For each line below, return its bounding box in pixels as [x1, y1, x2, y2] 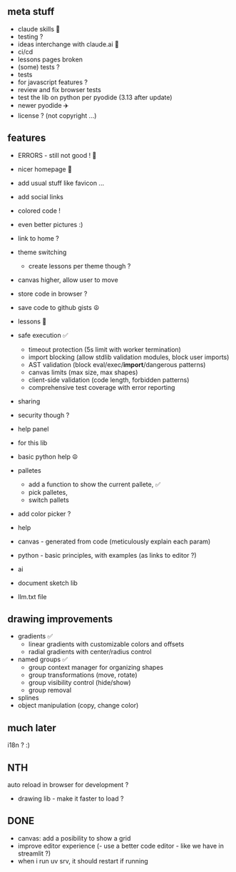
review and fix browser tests [17, 85, 101, 94]
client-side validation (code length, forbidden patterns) [28, 375, 190, 384]
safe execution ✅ [17, 331, 68, 339]
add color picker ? [17, 509, 71, 518]
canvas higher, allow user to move [17, 275, 119, 284]
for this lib [17, 438, 48, 447]
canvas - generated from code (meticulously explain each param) [17, 537, 211, 546]
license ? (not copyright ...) [17, 111, 97, 120]
